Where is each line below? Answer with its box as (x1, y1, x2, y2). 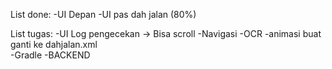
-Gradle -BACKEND (10, 49, 91, 61)
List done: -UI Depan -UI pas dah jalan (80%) (10, 9, 197, 20)
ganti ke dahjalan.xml (10, 39, 98, 50)
